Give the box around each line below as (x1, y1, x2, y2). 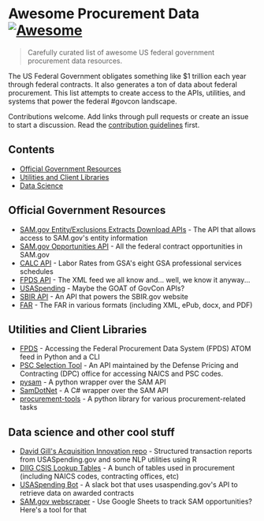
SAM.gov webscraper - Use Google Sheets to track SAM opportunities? (19, 497, 252, 506)
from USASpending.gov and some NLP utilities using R (19, 455, 197, 464)
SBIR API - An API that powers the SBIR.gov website (19, 291, 189, 301)
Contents (8, 143, 55, 156)
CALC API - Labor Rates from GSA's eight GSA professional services (19, 258, 242, 268)
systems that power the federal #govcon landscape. (8, 96, 177, 106)
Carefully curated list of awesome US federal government (27, 47, 215, 57)
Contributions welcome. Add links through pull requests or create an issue (8, 111, 249, 121)
